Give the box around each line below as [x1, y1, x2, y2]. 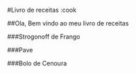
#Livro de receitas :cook [7, 6, 77, 14]
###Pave [7, 46, 33, 54]
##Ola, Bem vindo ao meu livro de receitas [7, 19, 129, 27]
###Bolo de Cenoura [7, 59, 67, 67]
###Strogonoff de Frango [7, 32, 80, 41]
